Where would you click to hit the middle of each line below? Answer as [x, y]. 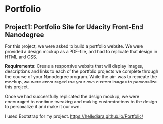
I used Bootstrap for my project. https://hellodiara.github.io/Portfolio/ [74, 116]
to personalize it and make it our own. [43, 107]
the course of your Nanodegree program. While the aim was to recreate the [81, 76]
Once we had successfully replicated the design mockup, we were [72, 96]
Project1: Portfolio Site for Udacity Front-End [74, 27]
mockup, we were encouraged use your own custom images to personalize [81, 82]
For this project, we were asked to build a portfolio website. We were [74, 46]
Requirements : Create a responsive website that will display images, [74, 66]
